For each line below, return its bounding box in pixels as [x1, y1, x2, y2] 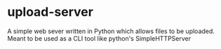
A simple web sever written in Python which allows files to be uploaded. [7, 27, 215, 35]
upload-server [7, 4, 93, 20]
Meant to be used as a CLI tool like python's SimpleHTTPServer [7, 34, 192, 42]
